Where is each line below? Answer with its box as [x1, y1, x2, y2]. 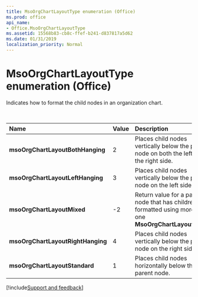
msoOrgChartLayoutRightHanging [9, 237, 107, 245]
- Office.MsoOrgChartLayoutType [6, 25, 85, 31]
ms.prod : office [6, 14, 46, 20]
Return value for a [134, 190, 184, 198]
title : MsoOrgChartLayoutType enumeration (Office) [6, 8, 136, 15]
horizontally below [134, 261, 186, 269]
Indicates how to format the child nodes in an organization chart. [6, 99, 163, 106]
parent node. [134, 269, 170, 277]
